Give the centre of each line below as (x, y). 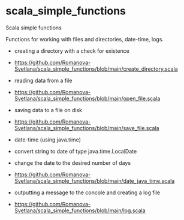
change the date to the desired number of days (73, 162)
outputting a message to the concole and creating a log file (87, 192)
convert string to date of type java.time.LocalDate (76, 151)
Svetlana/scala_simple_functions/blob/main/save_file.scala (87, 128)
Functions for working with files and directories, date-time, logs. (85, 39)
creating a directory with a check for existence (72, 51)
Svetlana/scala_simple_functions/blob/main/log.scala (80, 210)
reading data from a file (43, 80)
